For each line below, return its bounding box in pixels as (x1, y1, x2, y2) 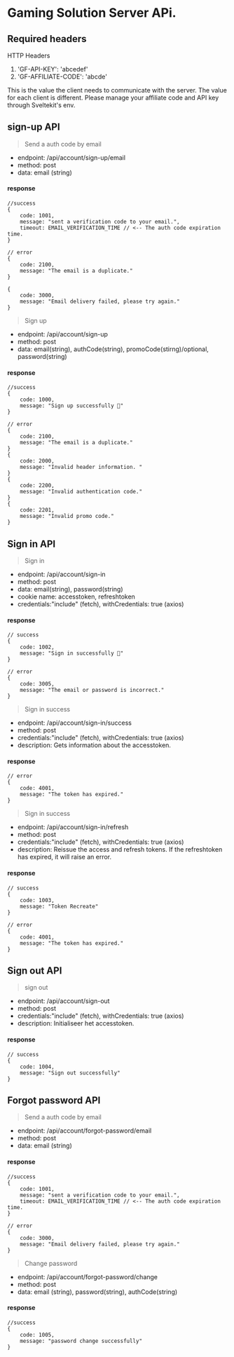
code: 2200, (20, 482, 55, 489)
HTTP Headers (7, 51, 50, 60)
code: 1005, (20, 1331, 55, 1338)
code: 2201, (20, 507, 55, 514)
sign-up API (7, 121, 61, 133)
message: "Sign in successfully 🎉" (20, 650, 124, 657)
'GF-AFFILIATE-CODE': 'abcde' (17, 72, 107, 81)
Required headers (7, 33, 87, 45)
